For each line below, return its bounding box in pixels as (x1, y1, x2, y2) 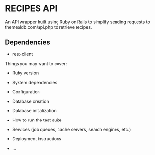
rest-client (12, 51, 33, 57)
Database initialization (12, 107, 57, 113)
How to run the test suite (12, 117, 62, 123)
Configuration (12, 88, 40, 95)
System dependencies (12, 79, 58, 85)
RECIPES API (5, 3, 58, 14)
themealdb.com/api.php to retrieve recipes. (5, 24, 92, 30)
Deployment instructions (12, 136, 62, 141)
